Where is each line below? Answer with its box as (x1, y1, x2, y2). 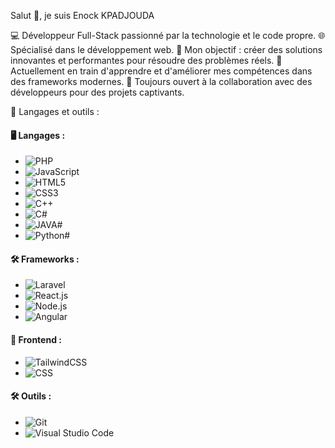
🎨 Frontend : (10, 334, 62, 345)
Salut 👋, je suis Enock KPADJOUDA (10, 10, 155, 21)
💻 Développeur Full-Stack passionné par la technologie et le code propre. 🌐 (10, 30, 326, 41)
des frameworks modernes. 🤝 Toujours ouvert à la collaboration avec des (10, 76, 313, 87)
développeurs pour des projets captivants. (10, 86, 185, 98)
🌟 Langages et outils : (10, 106, 100, 117)
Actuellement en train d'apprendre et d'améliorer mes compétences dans (10, 65, 313, 77)
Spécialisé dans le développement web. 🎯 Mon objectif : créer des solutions (10, 44, 323, 55)
